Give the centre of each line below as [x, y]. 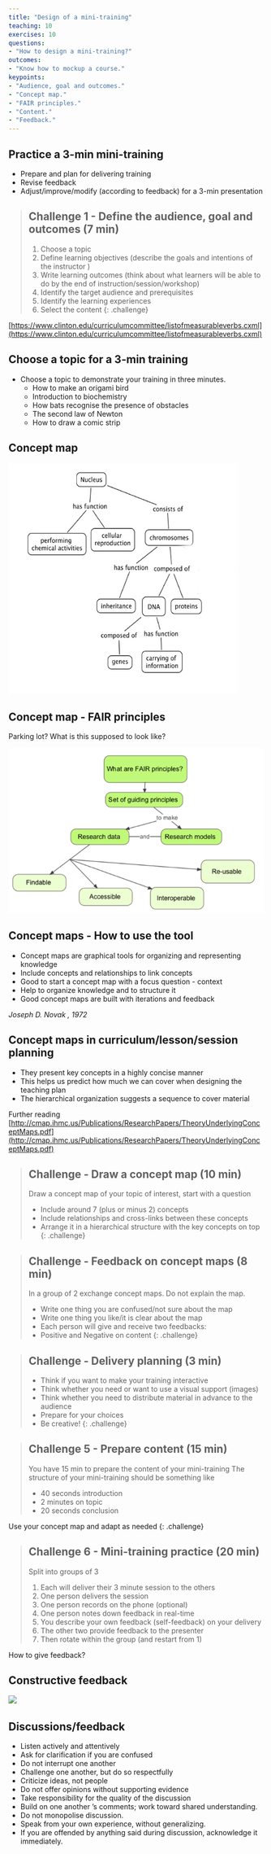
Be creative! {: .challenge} [84, 1423]
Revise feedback [48, 182]
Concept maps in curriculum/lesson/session [123, 1041]
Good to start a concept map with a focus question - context [121, 982]
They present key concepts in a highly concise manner [112, 1072]
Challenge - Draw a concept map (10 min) [135, 1174]
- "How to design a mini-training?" [70, 52]
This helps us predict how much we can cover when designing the [131, 1081]
